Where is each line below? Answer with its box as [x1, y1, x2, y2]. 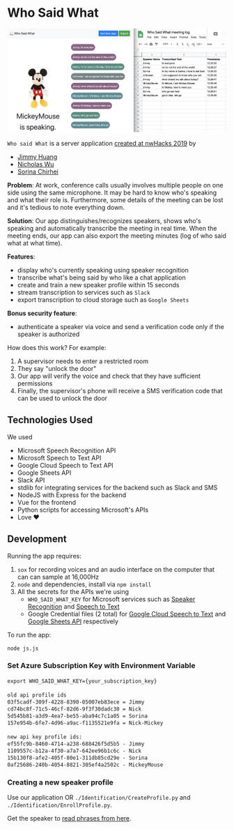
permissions [17, 379, 53, 388]
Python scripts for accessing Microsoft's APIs [17, 505, 148, 514]
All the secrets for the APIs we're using [17, 587, 130, 595]
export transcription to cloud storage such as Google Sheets [17, 295, 189, 304]
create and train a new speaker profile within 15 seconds [17, 280, 180, 289]
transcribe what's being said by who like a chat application [17, 273, 186, 282]
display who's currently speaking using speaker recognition [17, 266, 189, 274]
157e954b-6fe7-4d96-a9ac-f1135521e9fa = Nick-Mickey [7, 720, 164, 727]
